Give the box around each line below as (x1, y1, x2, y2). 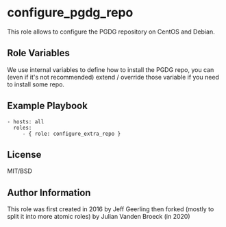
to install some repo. (7, 80, 65, 88)
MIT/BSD (7, 167, 33, 176)
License (7, 149, 42, 160)
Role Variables (7, 47, 70, 59)
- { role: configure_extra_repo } (22, 130, 121, 137)
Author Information (7, 187, 91, 198)
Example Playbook (7, 100, 88, 112)
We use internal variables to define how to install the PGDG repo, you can (7, 65, 214, 73)
